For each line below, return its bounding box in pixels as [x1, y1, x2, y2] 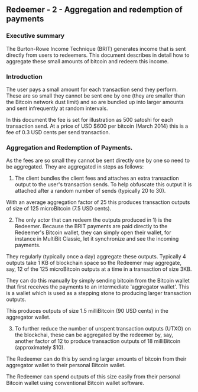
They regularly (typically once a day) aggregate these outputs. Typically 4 [6, 253, 186, 260]
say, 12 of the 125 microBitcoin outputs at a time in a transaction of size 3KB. [6, 265, 192, 273]
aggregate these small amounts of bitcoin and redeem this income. [6, 57, 169, 64]
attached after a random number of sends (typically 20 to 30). [14, 187, 166, 195]
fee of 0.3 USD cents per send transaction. [6, 128, 111, 135]
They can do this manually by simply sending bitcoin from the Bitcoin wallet [6, 277, 190, 284]
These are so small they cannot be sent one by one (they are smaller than [6, 92, 185, 99]
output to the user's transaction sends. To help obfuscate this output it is [14, 181, 192, 188]
